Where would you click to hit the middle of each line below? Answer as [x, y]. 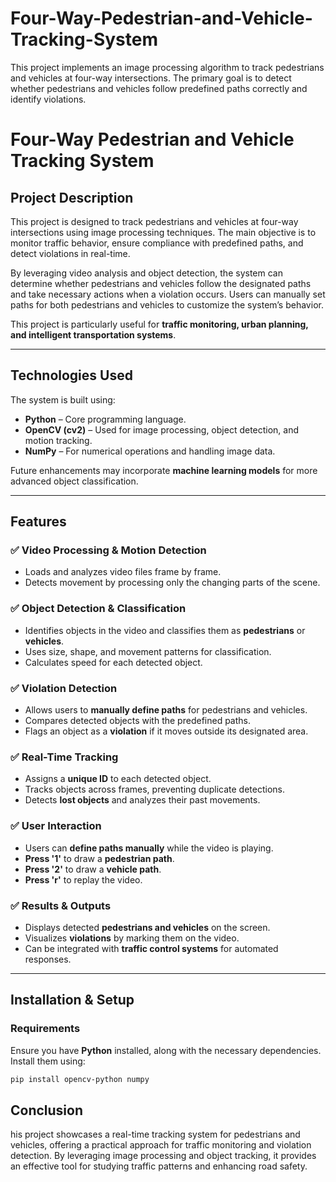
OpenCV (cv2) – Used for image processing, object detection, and [162, 429]
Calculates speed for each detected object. [113, 662]
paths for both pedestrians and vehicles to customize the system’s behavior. [167, 304]
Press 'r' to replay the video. [83, 879]
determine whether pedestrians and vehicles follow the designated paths [161, 283]
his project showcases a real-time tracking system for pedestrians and [155, 1134]
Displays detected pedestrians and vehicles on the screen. [147, 927]
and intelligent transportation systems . [93, 334]
